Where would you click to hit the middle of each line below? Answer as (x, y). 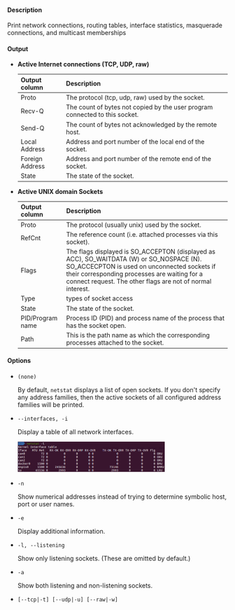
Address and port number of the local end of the (135, 141)
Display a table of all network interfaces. (76, 431)
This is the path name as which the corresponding (138, 335)
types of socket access (100, 298)
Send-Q (33, 128)
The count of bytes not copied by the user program (140, 107)
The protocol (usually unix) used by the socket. (134, 225)
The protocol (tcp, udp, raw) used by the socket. (135, 97)
